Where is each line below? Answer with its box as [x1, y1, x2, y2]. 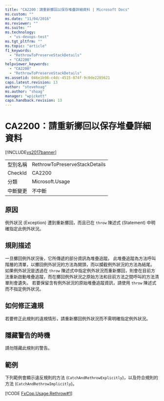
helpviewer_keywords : [5, 62, 49, 67]
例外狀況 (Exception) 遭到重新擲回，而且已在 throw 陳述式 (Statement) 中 [5, 220, 151, 225]
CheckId [7, 170, 27, 177]
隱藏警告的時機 [5, 331, 50, 339]
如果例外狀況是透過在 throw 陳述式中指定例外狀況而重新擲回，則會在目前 [5, 267, 151, 273]
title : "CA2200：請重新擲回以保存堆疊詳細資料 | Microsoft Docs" [5, 7, 130, 12]
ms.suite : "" [5, 25, 32, 30]
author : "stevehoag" [5, 84, 47, 89]
